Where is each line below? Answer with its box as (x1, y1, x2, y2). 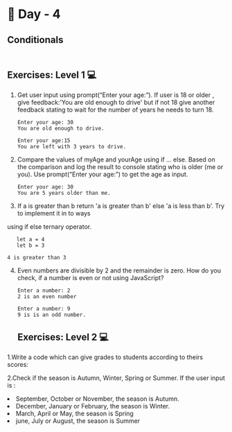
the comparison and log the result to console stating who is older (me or (17, 163, 224, 171)
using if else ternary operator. (7, 223, 92, 231)
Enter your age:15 (17, 137, 71, 144)
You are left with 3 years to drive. (17, 144, 127, 150)
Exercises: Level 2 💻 (17, 331, 109, 343)
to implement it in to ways (17, 209, 91, 218)
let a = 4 (16, 236, 45, 243)
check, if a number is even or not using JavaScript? (17, 274, 164, 282)
